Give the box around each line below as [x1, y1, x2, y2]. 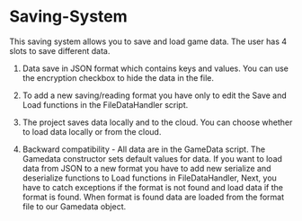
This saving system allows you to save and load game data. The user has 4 [9, 36, 288, 47]
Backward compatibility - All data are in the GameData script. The [22, 144, 266, 155]
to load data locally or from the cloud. [22, 126, 162, 137]
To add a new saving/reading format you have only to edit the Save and [22, 90, 288, 101]
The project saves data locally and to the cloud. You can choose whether [22, 117, 293, 128]
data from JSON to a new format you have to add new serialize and [22, 163, 271, 173]
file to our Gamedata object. [22, 200, 127, 212]
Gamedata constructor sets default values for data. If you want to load [22, 153, 283, 164]
